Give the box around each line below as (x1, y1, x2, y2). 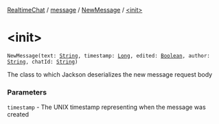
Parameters (7, 87, 47, 97)
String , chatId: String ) (7, 58, 78, 65)
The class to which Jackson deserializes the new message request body (7, 70, 213, 78)
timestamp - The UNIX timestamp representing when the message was (7, 103, 206, 112)
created (7, 110, 30, 119)
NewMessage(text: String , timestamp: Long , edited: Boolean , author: (7, 52, 211, 59)
